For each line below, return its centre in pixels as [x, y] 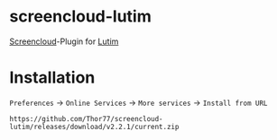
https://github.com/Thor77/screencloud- [87, 118]
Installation [52, 78]
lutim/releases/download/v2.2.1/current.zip [94, 127]
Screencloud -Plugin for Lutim [64, 41]
